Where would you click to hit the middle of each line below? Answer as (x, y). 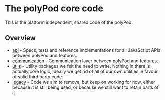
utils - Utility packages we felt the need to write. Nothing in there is (81, 66)
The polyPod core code (54, 9)
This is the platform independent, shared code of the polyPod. (69, 22)
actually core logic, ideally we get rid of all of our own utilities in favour (85, 71)
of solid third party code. (38, 77)
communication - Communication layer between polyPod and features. (85, 61)
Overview (21, 38)
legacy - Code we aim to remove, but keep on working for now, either (84, 82)
